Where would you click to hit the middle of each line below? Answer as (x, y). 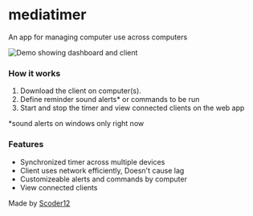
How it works (35, 73)
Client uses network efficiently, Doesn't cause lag (102, 170)
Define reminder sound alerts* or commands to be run (110, 100)
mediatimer (47, 15)
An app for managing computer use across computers (98, 37)
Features (26, 145)
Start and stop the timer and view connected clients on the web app (132, 108)
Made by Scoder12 (39, 203)
